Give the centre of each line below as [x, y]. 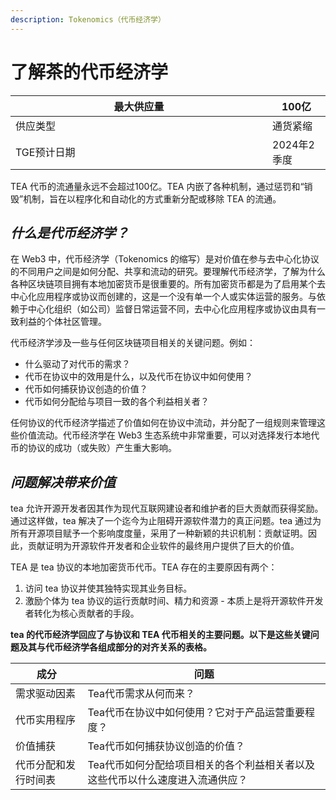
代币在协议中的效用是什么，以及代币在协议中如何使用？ [138, 377]
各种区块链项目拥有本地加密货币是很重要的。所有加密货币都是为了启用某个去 [168, 284]
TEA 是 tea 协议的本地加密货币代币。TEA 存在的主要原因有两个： [144, 567]
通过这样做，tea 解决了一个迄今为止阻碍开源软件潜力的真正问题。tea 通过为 [166, 521]
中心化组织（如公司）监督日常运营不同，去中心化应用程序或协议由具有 [172, 309]
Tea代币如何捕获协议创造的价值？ [166, 746]
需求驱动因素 [46, 694]
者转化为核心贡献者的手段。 [82, 613]
